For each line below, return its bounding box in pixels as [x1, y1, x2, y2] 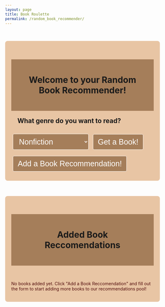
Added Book [57, 229, 108, 240]
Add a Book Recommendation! [18, 159, 122, 168]
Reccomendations [44, 239, 121, 251]
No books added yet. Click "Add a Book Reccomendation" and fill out [11, 281, 151, 286]
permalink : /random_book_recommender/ [5, 16, 84, 21]
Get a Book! [97, 137, 138, 146]
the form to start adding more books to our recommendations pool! [11, 285, 147, 292]
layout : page [5, 7, 32, 12]
